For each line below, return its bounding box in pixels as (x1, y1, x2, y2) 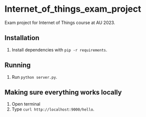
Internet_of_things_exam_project (4, 3, 141, 15)
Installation (4, 34, 40, 42)
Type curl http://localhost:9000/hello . (11, 106, 95, 112)
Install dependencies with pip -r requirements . (11, 47, 107, 52)
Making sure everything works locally (4, 88, 122, 96)
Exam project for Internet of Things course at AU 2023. (4, 20, 115, 25)
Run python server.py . (11, 74, 57, 80)
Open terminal (11, 101, 41, 107)
